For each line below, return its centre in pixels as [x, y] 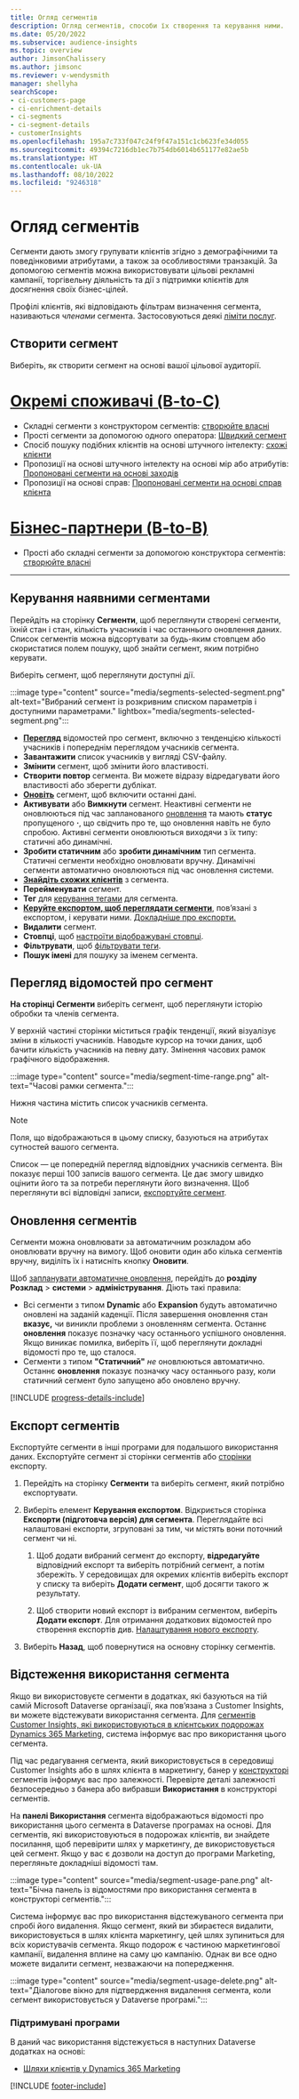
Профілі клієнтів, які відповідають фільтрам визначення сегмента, [136, 307]
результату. [58, 1593]
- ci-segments [36, 117]
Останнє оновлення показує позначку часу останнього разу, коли [149, 1371]
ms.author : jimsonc [46, 68]
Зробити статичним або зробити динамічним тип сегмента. [139, 851]
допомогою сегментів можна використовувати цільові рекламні [133, 270]
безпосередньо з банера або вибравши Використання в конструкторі [144, 1789]
